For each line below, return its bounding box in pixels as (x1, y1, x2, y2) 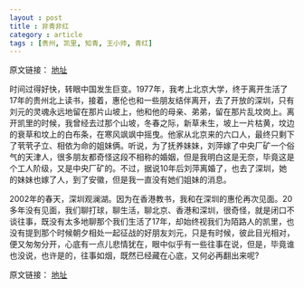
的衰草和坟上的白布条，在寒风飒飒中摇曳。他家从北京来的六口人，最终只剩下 (9, 129, 295, 140)
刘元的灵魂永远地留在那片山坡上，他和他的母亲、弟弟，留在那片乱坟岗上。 (9, 106, 287, 118)
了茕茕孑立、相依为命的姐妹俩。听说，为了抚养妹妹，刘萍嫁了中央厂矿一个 (9, 140, 287, 151)
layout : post (9, 13, 63, 23)
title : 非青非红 (9, 22, 70, 31)
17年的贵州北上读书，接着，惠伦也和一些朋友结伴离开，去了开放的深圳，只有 (9, 95, 295, 106)
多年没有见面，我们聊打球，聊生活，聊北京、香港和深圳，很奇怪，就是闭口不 (9, 205, 295, 216)
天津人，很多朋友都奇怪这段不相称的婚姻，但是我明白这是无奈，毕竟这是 (24, 151, 295, 163)
